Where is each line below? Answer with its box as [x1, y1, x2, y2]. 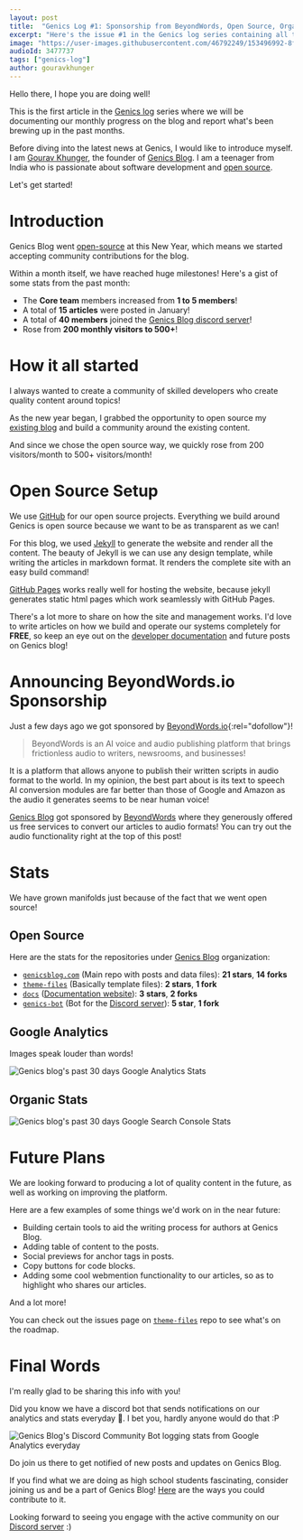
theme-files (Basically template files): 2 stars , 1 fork [22, 979, 217, 990]
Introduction [9, 211, 105, 231]
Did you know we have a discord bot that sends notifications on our [9, 1403, 260, 1414]
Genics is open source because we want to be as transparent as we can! [9, 520, 280, 531]
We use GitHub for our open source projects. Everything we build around [9, 510, 280, 521]
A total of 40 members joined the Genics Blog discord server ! [22, 313, 252, 325]
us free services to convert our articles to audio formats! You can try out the [9, 821, 292, 832]
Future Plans [9, 1148, 106, 1168]
